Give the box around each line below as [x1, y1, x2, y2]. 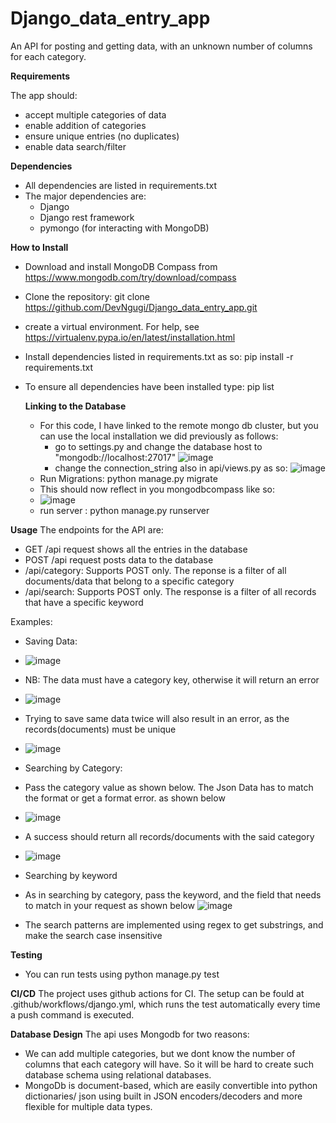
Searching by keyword [24, 869, 118, 881]
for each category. [10, 50, 87, 62]
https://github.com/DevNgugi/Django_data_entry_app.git [24, 301, 258, 313]
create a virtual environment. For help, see [24, 320, 200, 332]
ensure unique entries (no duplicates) [24, 130, 180, 142]
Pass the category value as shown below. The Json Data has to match [24, 781, 314, 793]
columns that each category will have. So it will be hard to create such [24, 1058, 315, 1070]
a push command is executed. [10, 1008, 135, 1021]
